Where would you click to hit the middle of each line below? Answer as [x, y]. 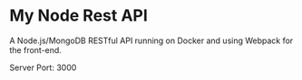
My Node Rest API [78, 16]
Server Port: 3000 [43, 67]
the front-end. [35, 49]
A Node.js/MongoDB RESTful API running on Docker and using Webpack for [151, 40]
